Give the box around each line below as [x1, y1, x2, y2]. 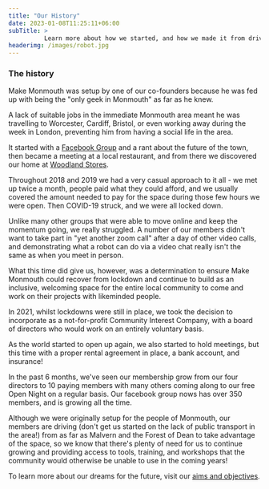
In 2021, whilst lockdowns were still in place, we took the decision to [8, 307, 234, 317]
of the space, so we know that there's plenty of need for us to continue [8, 438, 243, 449]
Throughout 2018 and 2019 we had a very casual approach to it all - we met [8, 176, 258, 185]
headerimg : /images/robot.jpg [8, 42, 110, 50]
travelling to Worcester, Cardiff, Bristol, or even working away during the [8, 119, 247, 128]
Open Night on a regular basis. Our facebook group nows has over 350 [8, 390, 243, 399]
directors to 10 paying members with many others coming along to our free [8, 381, 255, 390]
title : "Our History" [8, 11, 81, 20]
